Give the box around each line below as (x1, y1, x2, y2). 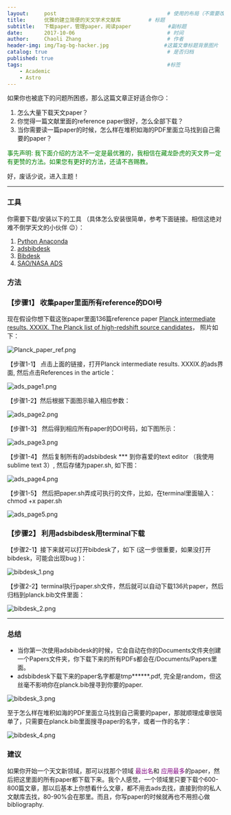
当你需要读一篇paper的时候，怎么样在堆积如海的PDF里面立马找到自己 (16, 125, 214, 134)
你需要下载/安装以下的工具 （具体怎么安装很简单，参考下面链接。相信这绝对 (7, 214, 222, 223)
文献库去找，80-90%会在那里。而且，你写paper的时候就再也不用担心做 (7, 792, 210, 801)
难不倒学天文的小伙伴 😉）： (7, 223, 85, 231)
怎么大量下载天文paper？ (16, 108, 89, 117)
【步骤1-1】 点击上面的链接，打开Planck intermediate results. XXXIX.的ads (7, 360, 218, 368)
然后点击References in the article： (16, 368, 116, 376)
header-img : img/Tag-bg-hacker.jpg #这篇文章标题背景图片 (7, 42, 219, 49)
